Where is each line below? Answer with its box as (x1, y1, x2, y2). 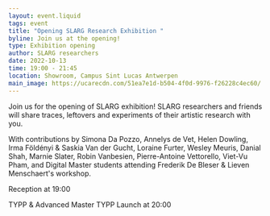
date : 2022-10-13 (8, 57, 67, 65)
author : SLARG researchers (8, 49, 99, 57)
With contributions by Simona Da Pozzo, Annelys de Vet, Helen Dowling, (8, 134, 248, 143)
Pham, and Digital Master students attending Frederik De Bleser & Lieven (8, 160, 250, 169)
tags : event (8, 19, 48, 27)
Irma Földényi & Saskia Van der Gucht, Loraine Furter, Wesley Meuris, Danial (8, 143, 261, 152)
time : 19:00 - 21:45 (8, 64, 78, 73)
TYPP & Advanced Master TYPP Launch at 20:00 (8, 199, 172, 210)
